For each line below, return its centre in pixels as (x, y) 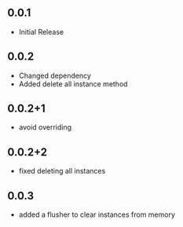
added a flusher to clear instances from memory (97, 214)
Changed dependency (55, 75)
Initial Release (41, 31)
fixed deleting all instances (62, 171)
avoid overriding (45, 127)
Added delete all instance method (73, 84)
